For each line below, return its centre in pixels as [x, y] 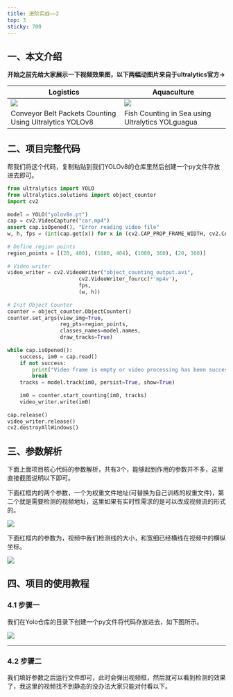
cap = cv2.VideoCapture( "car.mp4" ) [59, 221]
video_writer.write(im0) [55, 402]
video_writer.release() [42, 422]
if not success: [43, 363]
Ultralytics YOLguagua [161, 122]
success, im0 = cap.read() [59, 356]
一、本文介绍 [35, 56]
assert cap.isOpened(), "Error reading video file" [83, 227]
